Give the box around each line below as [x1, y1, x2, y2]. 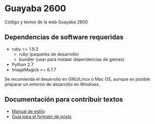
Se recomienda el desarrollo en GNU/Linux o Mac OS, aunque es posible [4, 76, 151, 82]
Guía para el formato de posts [11, 113, 72, 119]
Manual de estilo [11, 108, 45, 114]
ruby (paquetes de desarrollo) [19, 51, 79, 57]
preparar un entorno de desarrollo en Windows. [4, 81, 100, 87]
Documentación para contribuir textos [4, 95, 123, 104]
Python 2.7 [11, 61, 34, 67]
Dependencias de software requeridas [4, 33, 124, 41]
